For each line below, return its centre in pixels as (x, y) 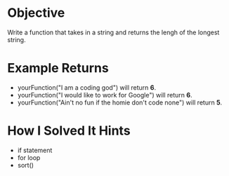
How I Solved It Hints (69, 131)
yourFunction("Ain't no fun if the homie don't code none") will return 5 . (120, 102)
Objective (36, 13)
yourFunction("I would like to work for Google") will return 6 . (105, 95)
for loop (29, 157)
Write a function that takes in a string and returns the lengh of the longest (113, 32)
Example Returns (58, 68)
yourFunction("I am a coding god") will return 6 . (87, 87)
